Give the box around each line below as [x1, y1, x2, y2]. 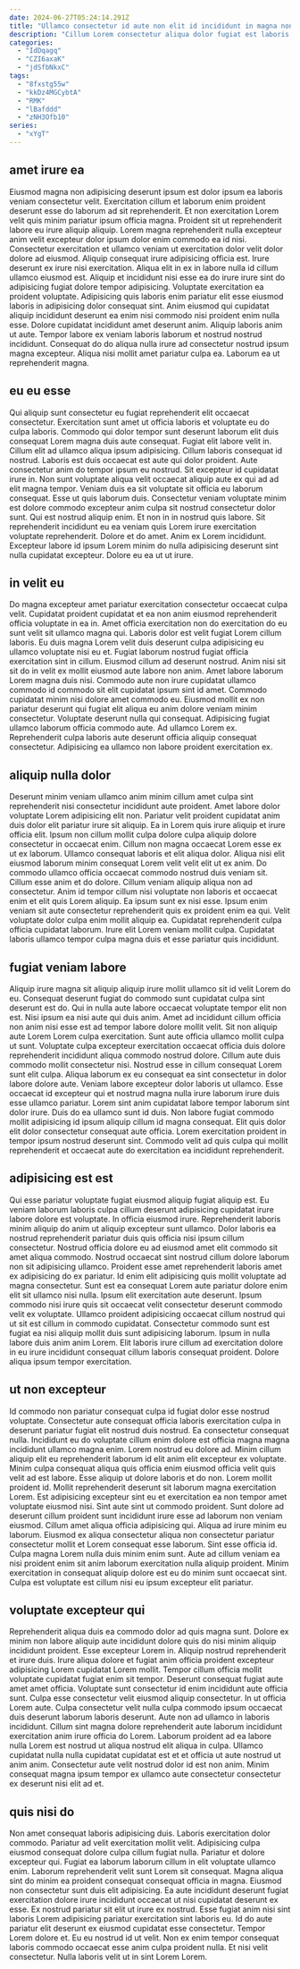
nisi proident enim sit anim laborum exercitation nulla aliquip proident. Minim [9, 1558, 289, 1568]
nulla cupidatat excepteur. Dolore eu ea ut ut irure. [9, 549, 194, 560]
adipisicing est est [9, 1170, 113, 1186]
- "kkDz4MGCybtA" [17, 88, 82, 97]
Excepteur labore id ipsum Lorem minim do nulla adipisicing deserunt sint [9, 540, 279, 551]
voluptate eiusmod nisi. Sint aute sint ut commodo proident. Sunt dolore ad [9, 1500, 284, 1511]
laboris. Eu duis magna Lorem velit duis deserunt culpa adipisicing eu [9, 637, 264, 648]
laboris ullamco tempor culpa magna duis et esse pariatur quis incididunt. [9, 934, 279, 944]
